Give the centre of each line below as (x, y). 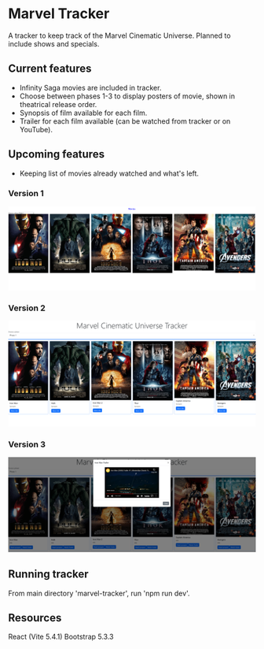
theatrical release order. (58, 104)
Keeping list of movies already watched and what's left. (109, 173)
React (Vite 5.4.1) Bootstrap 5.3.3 (61, 637)
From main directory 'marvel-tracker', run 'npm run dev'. (99, 593)
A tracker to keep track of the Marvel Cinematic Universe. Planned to (119, 35)
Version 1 (26, 194)
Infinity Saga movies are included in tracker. (90, 87)
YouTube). (36, 129)
